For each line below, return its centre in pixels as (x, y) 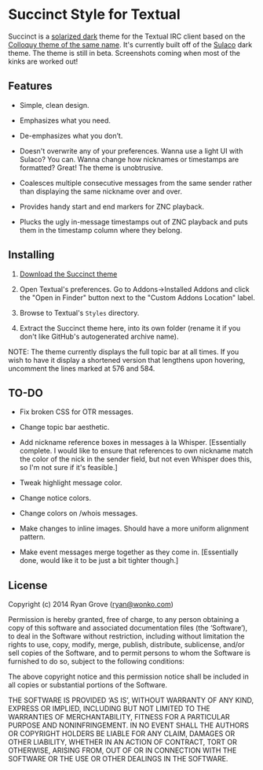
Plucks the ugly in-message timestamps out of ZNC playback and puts (134, 221)
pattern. (32, 537)
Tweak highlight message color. (71, 483)
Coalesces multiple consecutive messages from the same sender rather (136, 183)
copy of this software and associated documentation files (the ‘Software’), (128, 628)
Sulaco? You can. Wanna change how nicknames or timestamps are (129, 159)
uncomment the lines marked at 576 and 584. (82, 368)
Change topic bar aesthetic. (64, 428)
